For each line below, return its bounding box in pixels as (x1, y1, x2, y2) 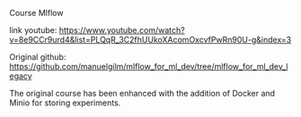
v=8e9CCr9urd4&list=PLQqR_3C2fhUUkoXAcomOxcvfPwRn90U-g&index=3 (9, 35, 292, 45)
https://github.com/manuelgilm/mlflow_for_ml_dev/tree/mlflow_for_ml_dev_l (9, 62, 288, 71)
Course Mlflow (9, 8, 64, 18)
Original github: (9, 52, 66, 62)
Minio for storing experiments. (9, 97, 121, 108)
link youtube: (9, 25, 58, 35)
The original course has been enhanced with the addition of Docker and (9, 88, 276, 98)
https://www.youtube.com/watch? (58, 25, 186, 35)
